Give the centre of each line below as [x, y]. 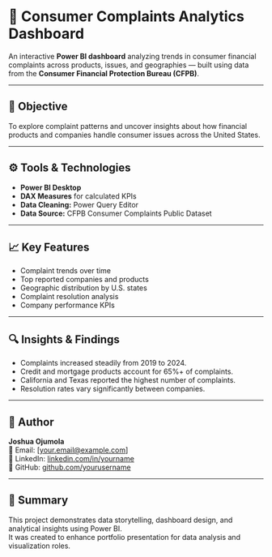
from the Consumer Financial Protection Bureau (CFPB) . [104, 73]
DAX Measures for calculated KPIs [79, 196]
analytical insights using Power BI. [66, 528]
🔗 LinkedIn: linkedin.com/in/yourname [72, 458]
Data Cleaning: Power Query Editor [79, 204]
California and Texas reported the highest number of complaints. [128, 380]
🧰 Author [31, 422]
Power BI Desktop [51, 187]
